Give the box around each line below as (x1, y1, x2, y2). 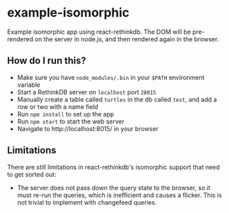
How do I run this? (7, 55, 86, 67)
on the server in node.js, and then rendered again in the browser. (34, 34, 219, 43)
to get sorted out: (7, 170, 57, 179)
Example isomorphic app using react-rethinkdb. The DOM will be (7, 28, 191, 36)
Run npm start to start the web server (17, 117, 125, 125)
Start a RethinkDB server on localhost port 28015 (17, 88, 157, 96)
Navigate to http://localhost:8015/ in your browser (17, 124, 159, 132)
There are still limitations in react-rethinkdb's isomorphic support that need (7, 163, 220, 171)
